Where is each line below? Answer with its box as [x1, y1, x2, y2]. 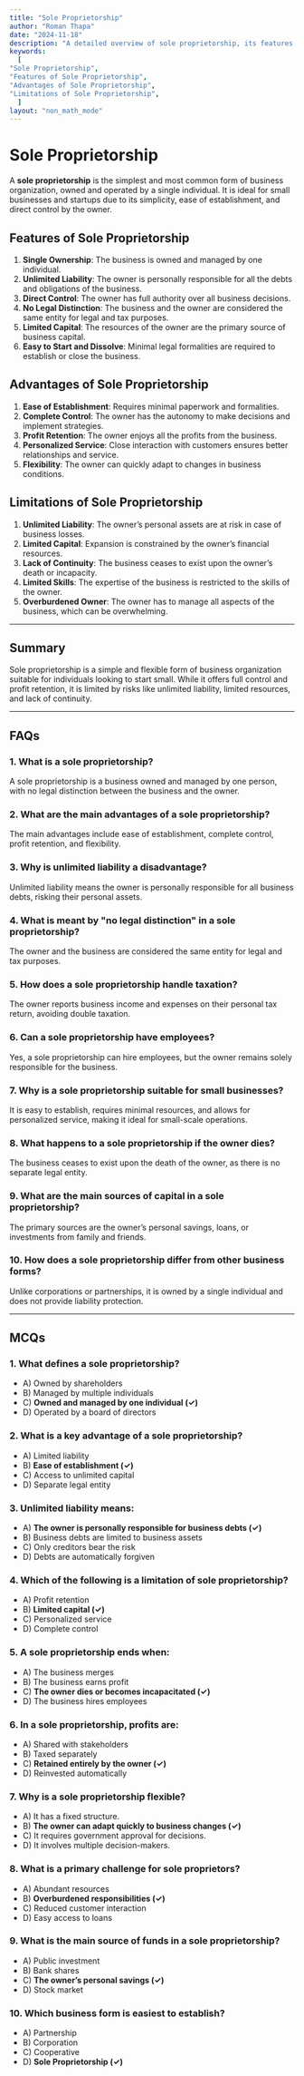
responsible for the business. [9, 1061, 118, 1072]
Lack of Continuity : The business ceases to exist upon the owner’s [22, 557, 273, 568]
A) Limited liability [22, 1450, 90, 1461]
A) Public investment [22, 1955, 100, 1966]
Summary [9, 640, 66, 656]
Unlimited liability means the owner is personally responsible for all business [9, 882, 294, 892]
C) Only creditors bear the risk [22, 1542, 136, 1553]
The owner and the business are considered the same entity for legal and [9, 946, 282, 957]
